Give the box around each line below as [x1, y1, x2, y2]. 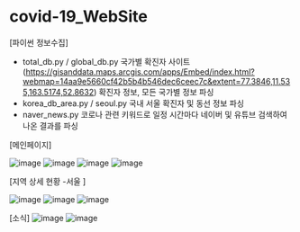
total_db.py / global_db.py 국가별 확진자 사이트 [22, 56, 191, 67]
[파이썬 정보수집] [9, 37, 69, 48]
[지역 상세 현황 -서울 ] [9, 175, 86, 186]
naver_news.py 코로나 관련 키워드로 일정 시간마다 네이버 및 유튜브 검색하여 [22, 109, 288, 120]
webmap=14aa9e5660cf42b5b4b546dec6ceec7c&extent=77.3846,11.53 [22, 76, 291, 86]
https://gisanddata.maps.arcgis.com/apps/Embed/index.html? [25, 66, 255, 77]
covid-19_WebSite [9, 6, 149, 27]
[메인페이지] [9, 139, 52, 150]
